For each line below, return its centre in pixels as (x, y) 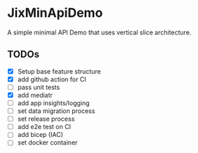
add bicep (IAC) (40, 135)
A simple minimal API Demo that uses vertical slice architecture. (99, 32)
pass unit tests (39, 87)
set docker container (47, 142)
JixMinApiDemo (55, 13)
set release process (46, 119)
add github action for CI (52, 79)
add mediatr (35, 95)
